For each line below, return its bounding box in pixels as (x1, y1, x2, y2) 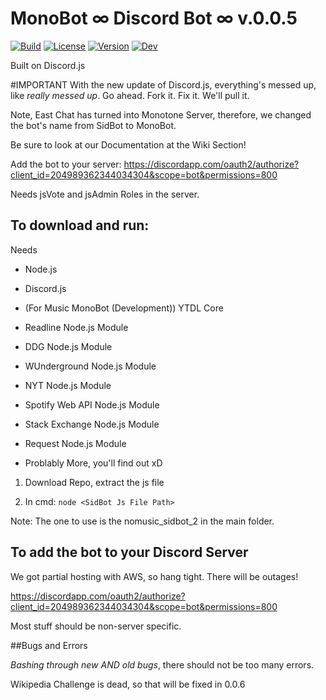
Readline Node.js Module (24, 321, 129, 333)
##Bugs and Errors (10, 639, 88, 651)
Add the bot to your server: (10, 158, 122, 170)
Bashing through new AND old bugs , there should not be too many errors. (10, 658, 315, 671)
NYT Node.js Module (24, 379, 112, 391)
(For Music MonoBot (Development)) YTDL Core (24, 302, 224, 314)
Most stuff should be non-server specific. (10, 620, 182, 632)
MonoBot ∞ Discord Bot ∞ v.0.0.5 (10, 7, 298, 30)
